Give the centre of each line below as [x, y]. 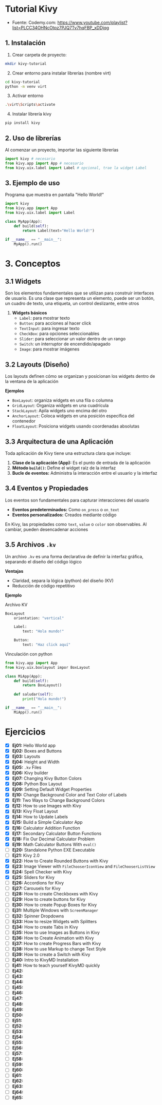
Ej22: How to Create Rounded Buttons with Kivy [60, 861]
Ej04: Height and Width [36, 762]
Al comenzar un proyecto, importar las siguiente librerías [62, 150]
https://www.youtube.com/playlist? [93, 22]
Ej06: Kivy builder [30, 773]
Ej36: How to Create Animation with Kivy [53, 938]
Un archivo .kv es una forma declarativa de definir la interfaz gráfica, [74, 556]
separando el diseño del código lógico [43, 562]
